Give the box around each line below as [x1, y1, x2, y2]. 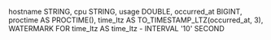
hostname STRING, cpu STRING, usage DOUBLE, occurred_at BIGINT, [8, 7, 243, 16]
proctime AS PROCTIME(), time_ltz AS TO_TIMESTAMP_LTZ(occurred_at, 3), [8, 15, 264, 25]
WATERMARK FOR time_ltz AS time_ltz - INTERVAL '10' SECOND [8, 24, 225, 33]
